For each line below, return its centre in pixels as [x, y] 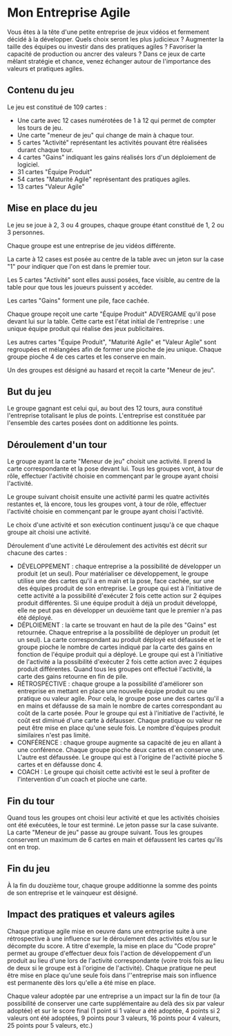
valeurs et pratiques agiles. [46, 68]
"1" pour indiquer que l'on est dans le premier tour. [79, 266]
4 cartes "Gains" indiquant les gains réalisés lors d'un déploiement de [116, 157]
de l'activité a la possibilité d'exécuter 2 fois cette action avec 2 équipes [119, 662]
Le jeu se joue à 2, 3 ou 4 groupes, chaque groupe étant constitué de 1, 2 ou [116, 225]
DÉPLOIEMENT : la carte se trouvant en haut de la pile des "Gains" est [117, 625]
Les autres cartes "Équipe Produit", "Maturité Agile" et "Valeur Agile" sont [112, 342]
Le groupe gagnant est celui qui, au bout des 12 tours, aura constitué [105, 408]
